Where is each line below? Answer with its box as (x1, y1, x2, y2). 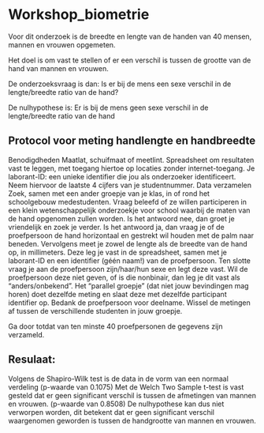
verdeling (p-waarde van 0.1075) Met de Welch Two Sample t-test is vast (8, 382, 244, 392)
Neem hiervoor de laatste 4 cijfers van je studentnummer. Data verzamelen (8, 180, 252, 190)
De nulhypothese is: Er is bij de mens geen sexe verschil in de (8, 103, 209, 112)
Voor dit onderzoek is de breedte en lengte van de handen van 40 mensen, (8, 32, 252, 41)
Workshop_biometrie (8, 6, 150, 24)
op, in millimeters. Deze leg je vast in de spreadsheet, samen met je (8, 247, 227, 257)
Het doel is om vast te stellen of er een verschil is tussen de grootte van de (8, 55, 251, 65)
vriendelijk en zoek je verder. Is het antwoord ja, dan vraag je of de (8, 222, 225, 232)
